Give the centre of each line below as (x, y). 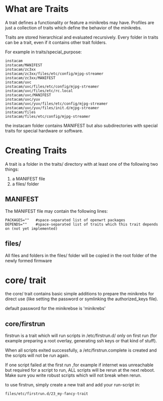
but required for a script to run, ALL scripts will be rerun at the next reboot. (80, 370)
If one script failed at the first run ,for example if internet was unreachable (79, 365)
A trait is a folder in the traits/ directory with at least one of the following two (81, 164)
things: (12, 169)
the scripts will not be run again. (37, 356)
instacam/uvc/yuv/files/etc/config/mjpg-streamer (57, 104)
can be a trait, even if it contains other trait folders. (56, 42)
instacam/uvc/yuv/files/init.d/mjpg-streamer (52, 108)
